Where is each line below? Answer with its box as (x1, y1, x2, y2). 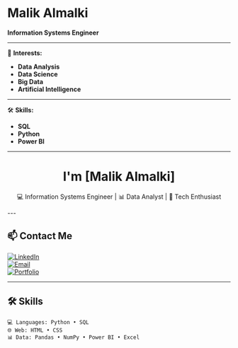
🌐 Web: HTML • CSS (7, 327, 63, 334)
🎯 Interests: (7, 48, 42, 57)
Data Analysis (17, 62, 60, 71)
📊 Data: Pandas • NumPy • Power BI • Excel (7, 334, 140, 341)
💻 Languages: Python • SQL (7, 318, 90, 326)
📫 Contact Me (7, 230, 73, 242)
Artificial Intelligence (17, 85, 81, 93)
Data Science (17, 69, 58, 79)
